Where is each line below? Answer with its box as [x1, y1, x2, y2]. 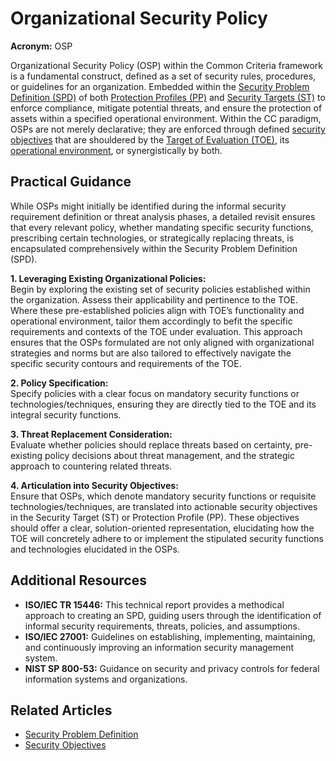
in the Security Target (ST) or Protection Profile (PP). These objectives [10, 511, 300, 523]
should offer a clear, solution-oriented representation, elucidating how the [10, 522, 315, 534]
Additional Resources [10, 572, 147, 589]
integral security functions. [10, 408, 122, 421]
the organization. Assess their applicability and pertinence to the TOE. [10, 293, 298, 306]
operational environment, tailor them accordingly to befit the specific [10, 315, 293, 327]
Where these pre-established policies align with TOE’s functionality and [10, 304, 305, 316]
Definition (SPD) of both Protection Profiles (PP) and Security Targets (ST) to [10, 91, 326, 103]
